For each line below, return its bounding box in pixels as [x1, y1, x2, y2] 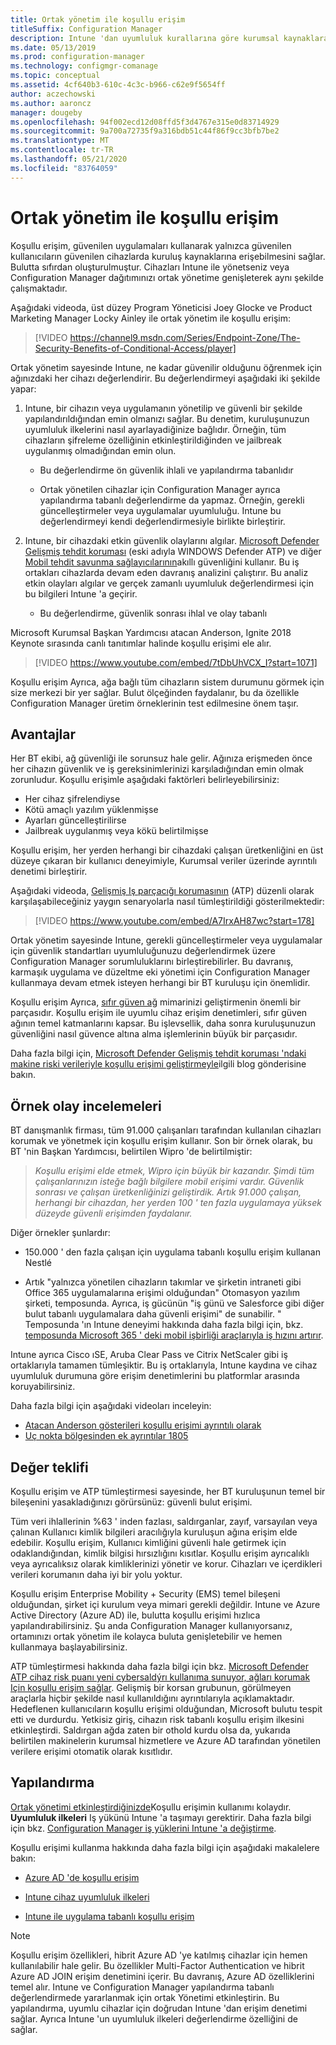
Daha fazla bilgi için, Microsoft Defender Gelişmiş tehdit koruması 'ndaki [10, 1047, 307, 1060]
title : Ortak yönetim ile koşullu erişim [10, 14, 186, 25]
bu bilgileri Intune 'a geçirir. [24, 587, 138, 600]
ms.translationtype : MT [10, 136, 110, 146]
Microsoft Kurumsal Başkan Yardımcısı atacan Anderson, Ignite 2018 [10, 626, 292, 638]
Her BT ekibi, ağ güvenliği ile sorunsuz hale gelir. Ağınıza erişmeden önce [10, 752, 313, 765]
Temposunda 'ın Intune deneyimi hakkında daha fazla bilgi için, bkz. [24, 1319, 304, 1331]
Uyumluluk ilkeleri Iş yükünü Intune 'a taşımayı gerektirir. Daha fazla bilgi [10, 1811, 312, 1823]
